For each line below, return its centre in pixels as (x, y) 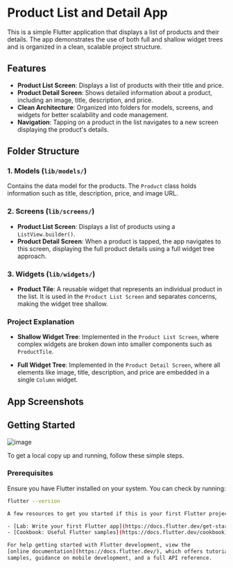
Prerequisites (30, 473)
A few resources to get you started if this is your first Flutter (107, 514)
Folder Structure (43, 152)
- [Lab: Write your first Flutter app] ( (67, 526)
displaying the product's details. (63, 129)
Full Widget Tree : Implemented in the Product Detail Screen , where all (119, 365)
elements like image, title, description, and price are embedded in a (113, 372)
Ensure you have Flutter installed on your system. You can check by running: (117, 488)
